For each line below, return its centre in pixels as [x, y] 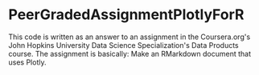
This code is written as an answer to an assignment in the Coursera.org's [129, 37]
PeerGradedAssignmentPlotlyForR [126, 15]
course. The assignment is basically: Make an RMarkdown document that [130, 53]
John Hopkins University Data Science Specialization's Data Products [123, 45]
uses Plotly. [27, 62]
